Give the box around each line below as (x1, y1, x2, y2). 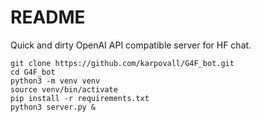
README (10, 6, 86, 29)
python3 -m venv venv (10, 76, 101, 86)
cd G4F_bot (10, 67, 56, 77)
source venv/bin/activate (10, 84, 118, 95)
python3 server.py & (10, 102, 97, 112)
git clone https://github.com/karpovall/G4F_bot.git (10, 58, 235, 68)
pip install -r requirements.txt (10, 93, 150, 103)
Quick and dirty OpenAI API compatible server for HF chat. (10, 39, 252, 51)
